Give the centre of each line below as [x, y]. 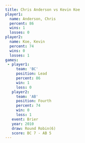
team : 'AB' [27, 96]
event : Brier [25, 119]
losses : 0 [19, 32]
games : [12, 60]
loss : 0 [24, 87]
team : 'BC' [27, 69]
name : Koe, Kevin [27, 42]
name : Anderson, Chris [33, 19]
